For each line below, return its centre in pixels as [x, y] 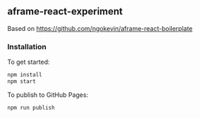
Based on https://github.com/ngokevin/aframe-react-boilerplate [100, 28]
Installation [27, 46]
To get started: [29, 62]
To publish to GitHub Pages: [48, 95]
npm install [25, 75]
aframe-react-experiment [65, 12]
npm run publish [31, 107]
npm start [22, 81]
